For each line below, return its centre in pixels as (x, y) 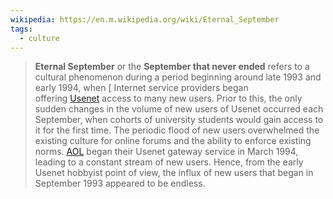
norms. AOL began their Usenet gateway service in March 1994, (166, 152)
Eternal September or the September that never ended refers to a (172, 67)
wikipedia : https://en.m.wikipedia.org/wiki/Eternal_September (145, 19)
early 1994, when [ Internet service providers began (141, 88)
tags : (21, 29)
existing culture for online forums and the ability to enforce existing (173, 141)
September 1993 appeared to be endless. (120, 183)
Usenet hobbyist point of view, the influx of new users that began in (174, 173)
